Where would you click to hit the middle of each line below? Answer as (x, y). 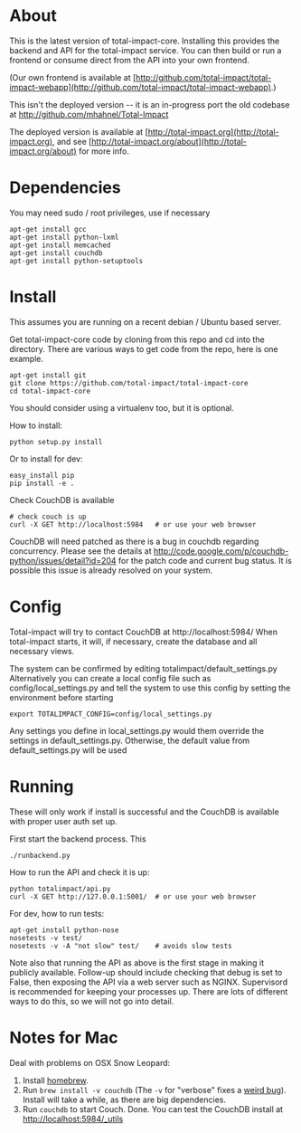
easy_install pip (42, 475)
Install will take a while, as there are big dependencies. (124, 1100)
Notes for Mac (64, 1038)
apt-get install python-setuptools (76, 261)
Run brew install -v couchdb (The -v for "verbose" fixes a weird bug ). (154, 1090)
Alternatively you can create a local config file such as (110, 678)
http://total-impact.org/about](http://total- (169, 141)
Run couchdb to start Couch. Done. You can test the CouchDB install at (152, 1109)
